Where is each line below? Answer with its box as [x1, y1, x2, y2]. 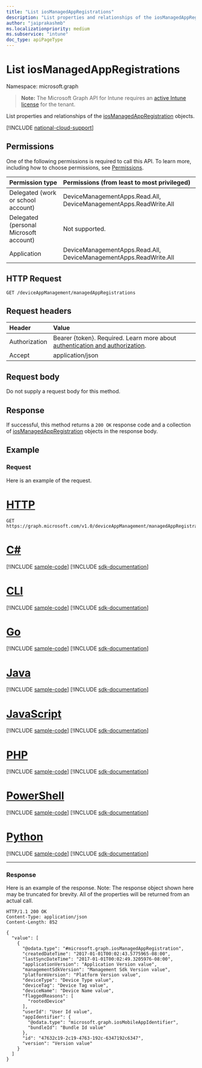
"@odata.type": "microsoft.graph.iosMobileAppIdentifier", [28, 1019, 179, 1026]
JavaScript [6, 707, 62, 720]
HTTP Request [6, 273, 62, 284]
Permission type [9, 178, 58, 187]
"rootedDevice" [28, 998, 66, 1005]
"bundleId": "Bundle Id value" [28, 1025, 106, 1031]
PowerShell [6, 789, 64, 803]
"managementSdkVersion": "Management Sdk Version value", [22, 967, 171, 973]
